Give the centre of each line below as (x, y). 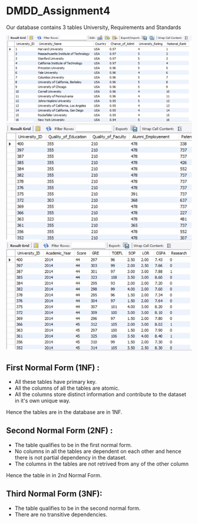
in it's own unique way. (42, 401)
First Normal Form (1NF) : (53, 368)
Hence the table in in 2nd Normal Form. (54, 475)
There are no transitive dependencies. (61, 514)
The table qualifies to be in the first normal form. (73, 445)
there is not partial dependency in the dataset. (71, 457)
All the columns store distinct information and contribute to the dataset (100, 394)
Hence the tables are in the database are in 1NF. (64, 412)
